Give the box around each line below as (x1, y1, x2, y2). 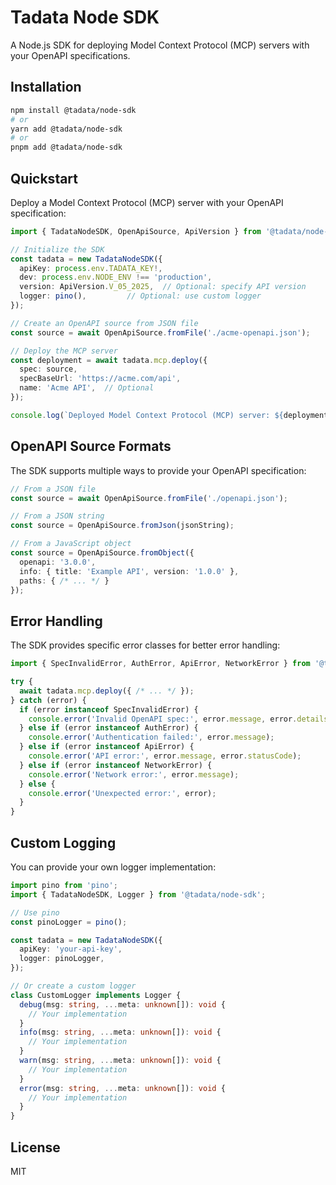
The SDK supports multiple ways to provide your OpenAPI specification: (10, 464, 307, 476)
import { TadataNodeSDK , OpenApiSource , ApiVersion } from (10, 226, 262, 236)
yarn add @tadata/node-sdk (10, 124, 123, 134)
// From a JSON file (10, 484, 97, 494)
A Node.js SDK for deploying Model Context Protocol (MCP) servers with (10, 39, 310, 51)
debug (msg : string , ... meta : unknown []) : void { (19, 999, 226, 1010)
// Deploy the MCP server (10, 346, 118, 356)
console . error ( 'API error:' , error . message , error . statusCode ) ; (28, 751, 302, 761)
